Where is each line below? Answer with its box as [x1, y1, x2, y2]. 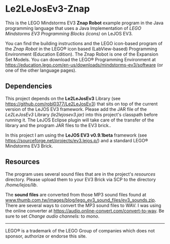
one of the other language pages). [5, 67, 77, 73]
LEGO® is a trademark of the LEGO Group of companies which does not [5, 227, 155, 233]
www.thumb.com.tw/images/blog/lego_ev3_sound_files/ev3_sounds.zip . [5, 197, 156, 203]
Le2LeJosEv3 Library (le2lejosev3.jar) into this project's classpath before [5, 111, 158, 117]
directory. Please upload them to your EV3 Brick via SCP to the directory [5, 176, 156, 182]
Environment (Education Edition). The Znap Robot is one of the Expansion [5, 51, 158, 57]
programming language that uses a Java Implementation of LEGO [5, 25, 142, 31]
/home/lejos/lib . [5, 182, 38, 188]
